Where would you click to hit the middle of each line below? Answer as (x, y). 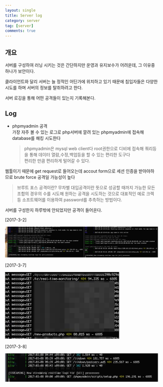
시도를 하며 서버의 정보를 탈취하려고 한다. (44, 87)
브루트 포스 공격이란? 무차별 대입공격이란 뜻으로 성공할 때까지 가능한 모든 (86, 187)
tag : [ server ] (19, 26)
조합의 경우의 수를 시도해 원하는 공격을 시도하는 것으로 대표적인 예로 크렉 (85, 193)
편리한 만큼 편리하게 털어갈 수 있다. (57, 160)
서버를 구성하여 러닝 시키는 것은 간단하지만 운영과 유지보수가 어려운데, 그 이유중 (80, 65)
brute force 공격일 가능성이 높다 (44, 177)
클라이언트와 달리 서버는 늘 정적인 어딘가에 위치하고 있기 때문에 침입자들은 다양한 (81, 81)
